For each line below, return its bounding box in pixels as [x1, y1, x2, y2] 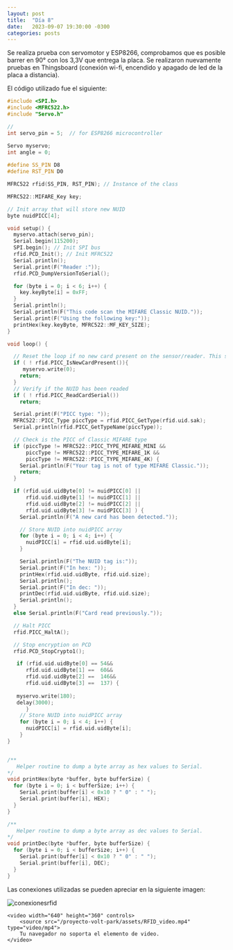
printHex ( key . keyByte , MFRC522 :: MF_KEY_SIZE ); [13, 321, 150, 328]
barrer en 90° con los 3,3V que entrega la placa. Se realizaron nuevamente [7, 56, 221, 65]
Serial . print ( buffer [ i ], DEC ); [19, 860, 110, 867]
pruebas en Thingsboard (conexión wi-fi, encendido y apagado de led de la [7, 63, 223, 72]
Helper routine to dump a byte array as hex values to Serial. [16, 763, 203, 770]
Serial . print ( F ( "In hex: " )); [19, 564, 107, 571]
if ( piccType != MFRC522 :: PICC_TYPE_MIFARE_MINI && [13, 442, 166, 449]
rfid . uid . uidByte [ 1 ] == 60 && [25, 667, 113, 674]
